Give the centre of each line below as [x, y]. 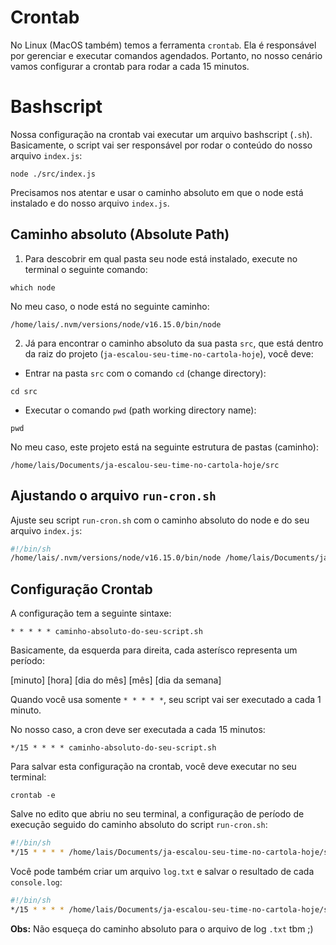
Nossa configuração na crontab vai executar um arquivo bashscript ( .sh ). [161, 134]
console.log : [36, 882]
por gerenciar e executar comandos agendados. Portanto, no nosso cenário [166, 55]
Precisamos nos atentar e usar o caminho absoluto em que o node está [157, 192]
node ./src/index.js [53, 174]
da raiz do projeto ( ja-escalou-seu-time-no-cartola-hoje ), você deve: [169, 353]
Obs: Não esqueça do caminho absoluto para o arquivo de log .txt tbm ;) [162, 928]
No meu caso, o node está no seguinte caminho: [110, 306]
